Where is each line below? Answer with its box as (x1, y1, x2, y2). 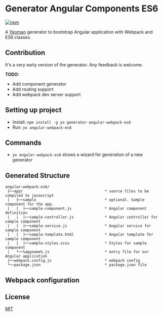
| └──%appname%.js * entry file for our (7, 250, 149, 255)
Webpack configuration (5, 276, 80, 284)
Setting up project (5, 106, 62, 114)
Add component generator (12, 81, 67, 87)
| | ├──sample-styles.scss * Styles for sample (7, 241, 147, 246)
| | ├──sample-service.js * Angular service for (7, 223, 152, 228)
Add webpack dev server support (12, 91, 81, 97)
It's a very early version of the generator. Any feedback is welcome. (5, 61, 143, 67)
